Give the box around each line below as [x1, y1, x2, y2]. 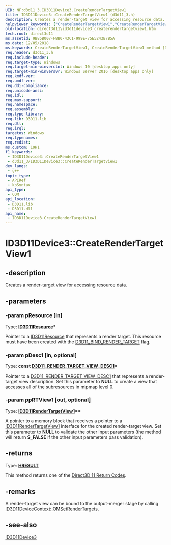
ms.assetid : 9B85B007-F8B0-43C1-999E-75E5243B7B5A [5, 36, 115, 41]
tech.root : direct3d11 [5, 31, 53, 36]
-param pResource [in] [5, 312, 63, 319]
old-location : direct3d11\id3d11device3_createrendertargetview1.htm [5, 26, 156, 32]
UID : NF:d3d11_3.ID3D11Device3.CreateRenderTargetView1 [5, 7, 126, 13]
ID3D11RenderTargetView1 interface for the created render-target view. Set [5, 423, 162, 429]
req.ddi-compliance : [5, 83, 49, 88]
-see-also [5, 521, 37, 529]
